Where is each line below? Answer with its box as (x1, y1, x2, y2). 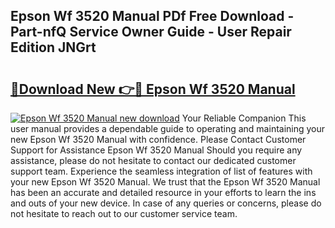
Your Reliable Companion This (181, 112, 307, 124)
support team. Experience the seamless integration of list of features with (10, 165, 313, 177)
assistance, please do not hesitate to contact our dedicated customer (10, 155, 297, 166)
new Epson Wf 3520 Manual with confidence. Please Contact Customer (10, 134, 307, 145)
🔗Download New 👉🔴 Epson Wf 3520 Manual (10, 80, 296, 98)
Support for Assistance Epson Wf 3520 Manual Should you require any (10, 144, 303, 156)
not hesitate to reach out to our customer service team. (10, 208, 238, 219)
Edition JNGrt (10, 39, 97, 56)
